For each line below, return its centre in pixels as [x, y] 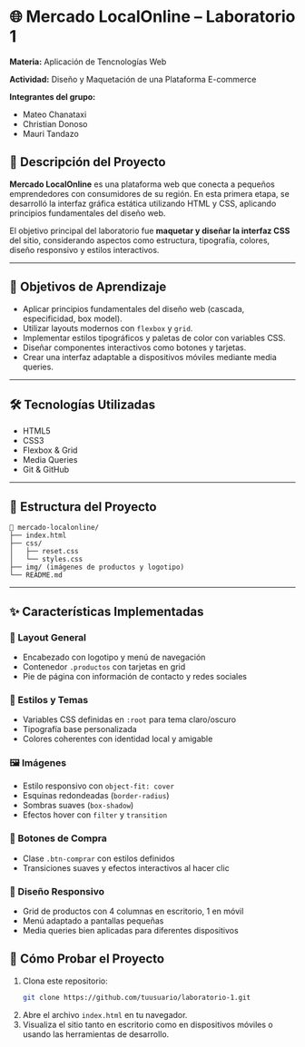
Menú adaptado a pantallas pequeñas [93, 921]
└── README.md [36, 575]
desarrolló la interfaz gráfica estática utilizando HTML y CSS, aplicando [143, 203]
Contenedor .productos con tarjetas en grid [104, 666]
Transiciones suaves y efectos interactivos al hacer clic [126, 867]
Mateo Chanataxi [54, 114]
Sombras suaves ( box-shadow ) [78, 806]
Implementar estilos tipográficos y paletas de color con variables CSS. [154, 338]
